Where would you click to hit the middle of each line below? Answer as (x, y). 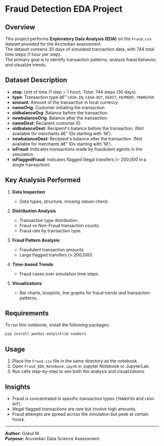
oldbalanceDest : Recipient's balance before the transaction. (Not (78, 128)
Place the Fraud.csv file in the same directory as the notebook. (75, 361)
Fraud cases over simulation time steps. (59, 274)
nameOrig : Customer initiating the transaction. (59, 107)
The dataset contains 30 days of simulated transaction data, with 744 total (80, 49)
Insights (18, 387)
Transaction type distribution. (49, 220)
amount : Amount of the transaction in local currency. (65, 102)
